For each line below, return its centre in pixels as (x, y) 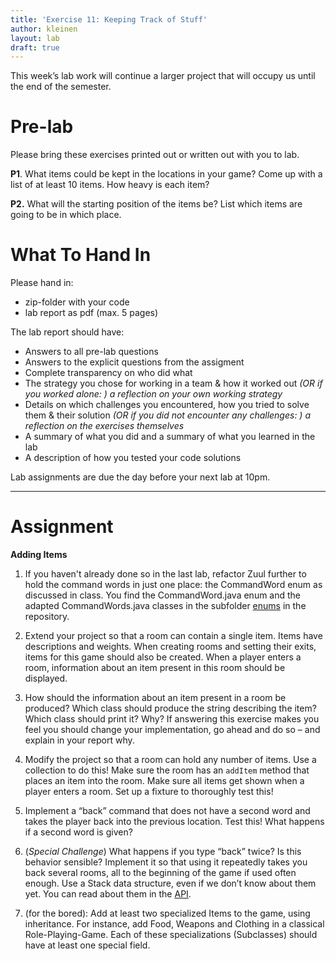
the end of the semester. (61, 87)
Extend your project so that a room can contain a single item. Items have (173, 636)
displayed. (46, 678)
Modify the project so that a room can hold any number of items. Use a (170, 760)
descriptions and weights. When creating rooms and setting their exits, (170, 647)
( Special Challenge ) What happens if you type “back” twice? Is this (163, 852)
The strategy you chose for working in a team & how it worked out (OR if (173, 383)
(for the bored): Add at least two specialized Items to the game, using (167, 913)
